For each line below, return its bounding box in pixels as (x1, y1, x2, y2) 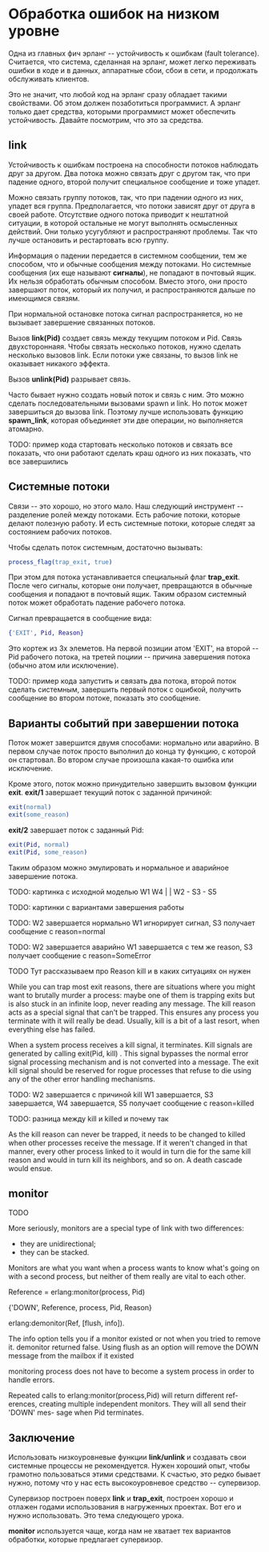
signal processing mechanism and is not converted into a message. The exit (8, 1057, 259, 1067)
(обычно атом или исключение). (8, 660, 118, 671)
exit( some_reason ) (8, 811, 70, 819)
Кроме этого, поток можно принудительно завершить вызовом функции (8, 779, 258, 789)
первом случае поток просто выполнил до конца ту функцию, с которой (8, 746, 256, 756)
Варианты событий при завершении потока (8, 717, 239, 730)
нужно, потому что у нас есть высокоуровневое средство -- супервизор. (8, 1478, 261, 1488)
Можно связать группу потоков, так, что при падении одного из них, (8, 192, 244, 202)
